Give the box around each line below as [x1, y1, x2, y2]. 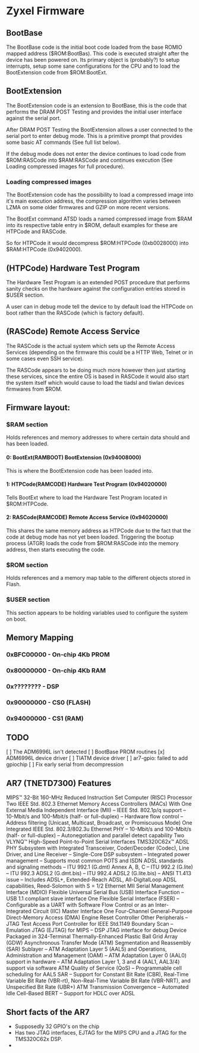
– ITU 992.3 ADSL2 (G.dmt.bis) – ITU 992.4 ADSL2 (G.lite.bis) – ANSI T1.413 [6, 870, 192, 877]
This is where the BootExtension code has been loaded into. [6, 467, 153, 474]
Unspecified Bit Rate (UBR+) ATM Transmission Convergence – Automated [6, 983, 189, 991]
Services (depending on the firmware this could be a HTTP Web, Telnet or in [6, 348, 193, 356]
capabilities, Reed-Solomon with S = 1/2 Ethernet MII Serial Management [6, 882, 184, 889]
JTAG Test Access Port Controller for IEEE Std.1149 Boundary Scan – [6, 920, 173, 928]
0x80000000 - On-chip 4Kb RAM [6, 666, 106, 674]
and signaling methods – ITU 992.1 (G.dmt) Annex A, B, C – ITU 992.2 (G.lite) [6, 863, 193, 870]
